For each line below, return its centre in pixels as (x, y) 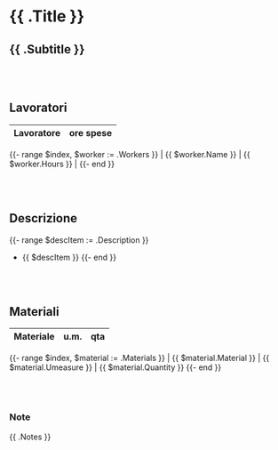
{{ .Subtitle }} (47, 49)
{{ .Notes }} (30, 437)
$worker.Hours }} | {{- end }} (62, 164)
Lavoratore (37, 133)
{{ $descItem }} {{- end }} (69, 257)
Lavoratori (38, 108)
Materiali (34, 312)
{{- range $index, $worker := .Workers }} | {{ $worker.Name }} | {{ (130, 154)
